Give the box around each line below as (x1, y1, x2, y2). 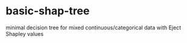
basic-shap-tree (5, 4, 90, 18)
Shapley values (5, 30, 44, 37)
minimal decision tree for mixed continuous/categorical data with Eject (5, 24, 182, 31)
